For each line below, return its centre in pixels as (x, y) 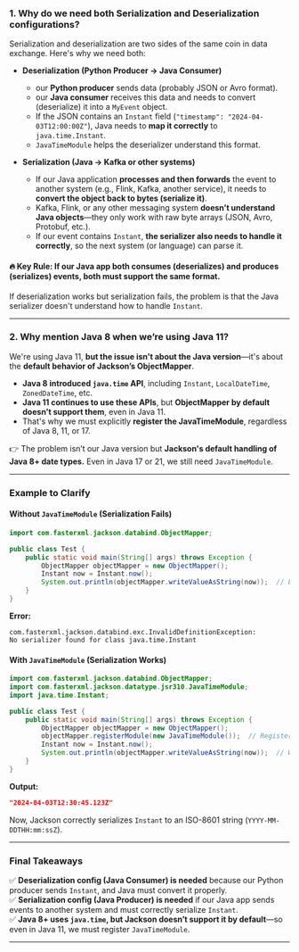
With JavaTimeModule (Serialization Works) (88, 659)
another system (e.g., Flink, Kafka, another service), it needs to (151, 189)
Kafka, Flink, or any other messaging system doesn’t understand (155, 208)
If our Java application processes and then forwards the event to (156, 179)
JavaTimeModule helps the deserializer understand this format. (148, 145)
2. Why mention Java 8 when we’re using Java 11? (119, 337)
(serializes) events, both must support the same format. (115, 276)
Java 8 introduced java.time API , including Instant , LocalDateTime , (146, 383)
